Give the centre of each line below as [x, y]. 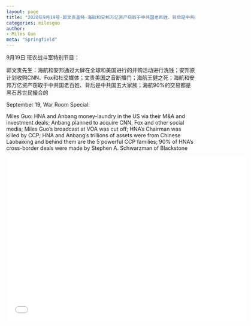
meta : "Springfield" [32, 40]
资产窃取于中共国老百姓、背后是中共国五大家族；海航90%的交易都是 [107, 85]
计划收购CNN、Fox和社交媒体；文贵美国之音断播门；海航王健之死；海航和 [98, 78]
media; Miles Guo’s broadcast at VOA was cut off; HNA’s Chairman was [94, 129]
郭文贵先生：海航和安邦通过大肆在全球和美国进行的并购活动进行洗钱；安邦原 [101, 70]
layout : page [22, 12]
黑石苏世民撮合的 [27, 93]
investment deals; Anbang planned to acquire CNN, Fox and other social [95, 123]
